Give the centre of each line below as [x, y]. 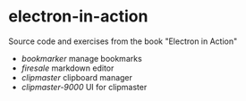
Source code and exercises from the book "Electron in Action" [123, 41]
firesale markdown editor [68, 68]
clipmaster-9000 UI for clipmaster [84, 87]
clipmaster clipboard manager [77, 77]
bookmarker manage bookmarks [81, 58]
